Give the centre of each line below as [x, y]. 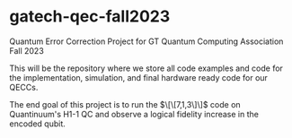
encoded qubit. [37, 124]
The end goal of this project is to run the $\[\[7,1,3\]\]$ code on [125, 104]
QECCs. [24, 87]
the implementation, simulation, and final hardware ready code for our [138, 77]
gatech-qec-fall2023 [90, 17]
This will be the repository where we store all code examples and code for [146, 68]
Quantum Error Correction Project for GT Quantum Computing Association [146, 41]
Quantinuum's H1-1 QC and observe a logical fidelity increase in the [134, 114]
